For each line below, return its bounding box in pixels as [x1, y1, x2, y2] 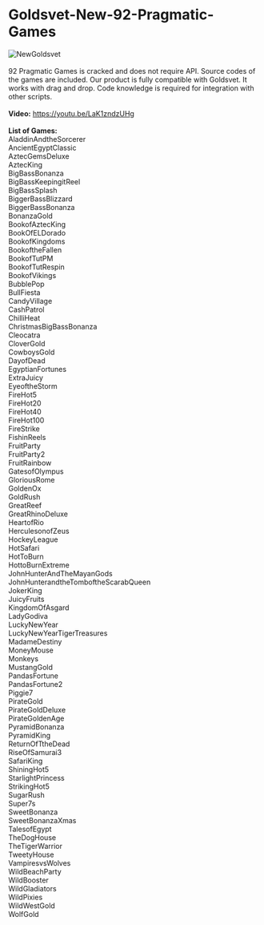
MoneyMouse [8, 645, 54, 655]
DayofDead [8, 355, 46, 366]
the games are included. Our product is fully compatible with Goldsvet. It [8, 75, 248, 84]
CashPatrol [8, 305, 45, 314]
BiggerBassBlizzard [8, 194, 74, 204]
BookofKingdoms [8, 236, 66, 246]
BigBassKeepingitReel [8, 176, 81, 186]
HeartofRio [8, 517, 44, 527]
